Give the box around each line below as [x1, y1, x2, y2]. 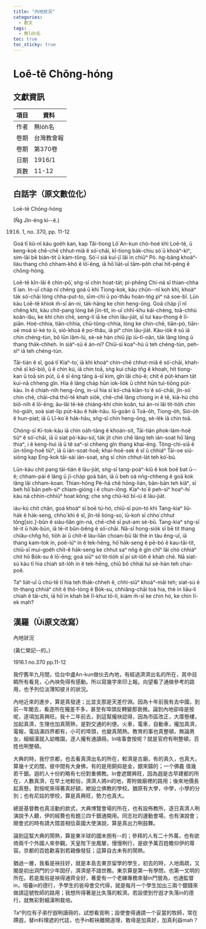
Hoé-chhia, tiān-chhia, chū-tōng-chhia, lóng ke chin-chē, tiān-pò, [27, 320, 187, 327]
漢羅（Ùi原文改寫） [13, 617, 84, 628]
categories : [13, 14, 43, 20]
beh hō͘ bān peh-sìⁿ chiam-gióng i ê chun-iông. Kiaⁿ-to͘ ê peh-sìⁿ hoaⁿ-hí [13, 486, 190, 493]
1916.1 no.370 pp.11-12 [13, 658, 66, 666]
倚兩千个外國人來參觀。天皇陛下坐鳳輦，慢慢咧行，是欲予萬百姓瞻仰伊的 [13, 839, 189, 847]
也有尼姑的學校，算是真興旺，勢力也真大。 [23, 792, 127, 799]
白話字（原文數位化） [13, 189, 91, 199]
